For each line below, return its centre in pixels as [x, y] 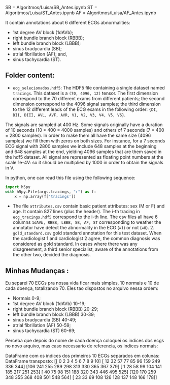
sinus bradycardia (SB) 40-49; [44, 320]
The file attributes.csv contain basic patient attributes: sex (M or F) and [89, 206]
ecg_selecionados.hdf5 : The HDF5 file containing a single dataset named [89, 87]
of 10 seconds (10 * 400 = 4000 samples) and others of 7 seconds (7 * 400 [85, 130]
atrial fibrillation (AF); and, [40, 54]
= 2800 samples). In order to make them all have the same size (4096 [78, 135]
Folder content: [30, 76]
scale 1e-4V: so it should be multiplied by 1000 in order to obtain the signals [84, 162]
